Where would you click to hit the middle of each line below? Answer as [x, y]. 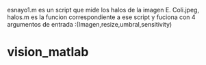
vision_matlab [48, 52]
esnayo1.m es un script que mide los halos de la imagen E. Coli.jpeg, [103, 10]
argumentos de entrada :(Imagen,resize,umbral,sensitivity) [90, 24]
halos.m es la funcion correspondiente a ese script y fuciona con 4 [102, 17]
